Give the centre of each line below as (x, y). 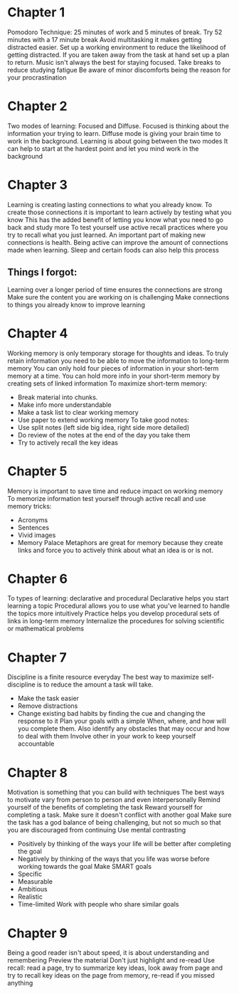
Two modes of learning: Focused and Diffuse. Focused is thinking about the (118, 126)
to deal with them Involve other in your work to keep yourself (107, 736)
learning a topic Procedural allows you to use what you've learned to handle (118, 606)
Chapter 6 (37, 579)
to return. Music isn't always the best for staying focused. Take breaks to (114, 62)
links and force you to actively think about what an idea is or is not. (115, 550)
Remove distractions (48, 706)
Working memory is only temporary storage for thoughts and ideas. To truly (118, 353)
